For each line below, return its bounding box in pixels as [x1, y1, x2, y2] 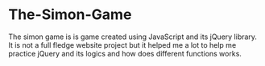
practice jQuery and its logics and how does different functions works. [8, 49, 242, 58]
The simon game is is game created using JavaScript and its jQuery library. [8, 32, 258, 41]
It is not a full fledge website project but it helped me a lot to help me [8, 40, 237, 49]
